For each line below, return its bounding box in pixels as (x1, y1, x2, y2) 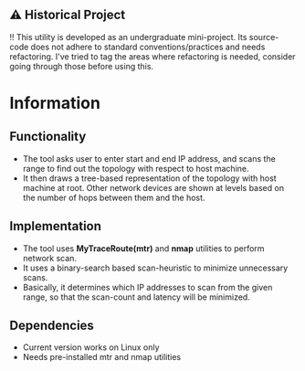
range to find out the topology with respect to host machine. (22, 163, 249, 174)
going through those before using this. (9, 60, 153, 71)
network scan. (22, 252, 78, 263)
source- (248, 31, 279, 42)
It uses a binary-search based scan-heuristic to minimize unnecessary (22, 262, 289, 273)
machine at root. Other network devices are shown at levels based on (22, 182, 285, 193)
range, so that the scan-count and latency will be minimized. (22, 291, 251, 302)
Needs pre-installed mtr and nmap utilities (22, 352, 181, 363)
